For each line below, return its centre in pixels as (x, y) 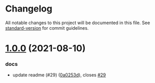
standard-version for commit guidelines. (47, 28)
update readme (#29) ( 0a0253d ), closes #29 (59, 75)
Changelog (29, 9)
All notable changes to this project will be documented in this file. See (78, 23)
